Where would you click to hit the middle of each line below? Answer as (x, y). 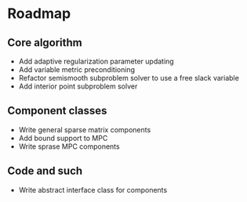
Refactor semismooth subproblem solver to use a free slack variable (129, 78)
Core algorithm (45, 43)
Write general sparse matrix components (85, 129)
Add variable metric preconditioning (76, 70)
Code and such (45, 171)
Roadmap (39, 14)
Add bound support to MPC (63, 138)
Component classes (57, 111)
